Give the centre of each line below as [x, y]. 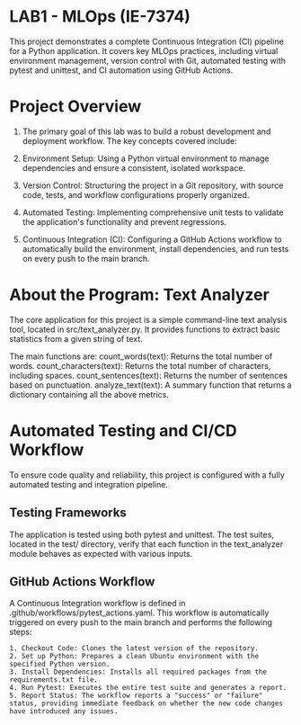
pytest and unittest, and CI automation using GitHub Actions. [121, 70]
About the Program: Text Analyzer [139, 295]
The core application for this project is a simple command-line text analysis [148, 319]
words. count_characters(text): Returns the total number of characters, [140, 365]
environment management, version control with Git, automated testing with [147, 60]
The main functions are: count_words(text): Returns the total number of [141, 356]
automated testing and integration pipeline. [89, 484]
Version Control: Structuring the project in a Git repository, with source [153, 185]
